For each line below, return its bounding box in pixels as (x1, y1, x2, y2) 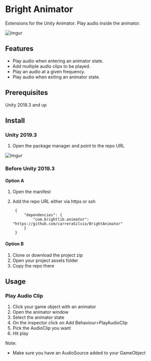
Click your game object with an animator (12, 304, 96, 310)
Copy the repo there (12, 262, 54, 268)
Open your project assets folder (12, 257, 79, 263)
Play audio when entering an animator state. (12, 58, 104, 64)
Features (5, 44, 34, 53)
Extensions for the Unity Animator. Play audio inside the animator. (5, 20, 140, 26)
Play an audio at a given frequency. (12, 68, 85, 74)
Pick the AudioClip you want (12, 325, 71, 331)
